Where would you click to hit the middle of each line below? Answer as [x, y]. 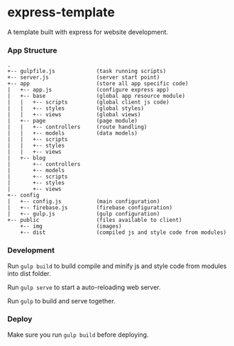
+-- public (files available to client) [95, 221]
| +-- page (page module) [73, 121]
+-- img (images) [71, 227]
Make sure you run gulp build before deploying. [78, 335]
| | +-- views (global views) [74, 115]
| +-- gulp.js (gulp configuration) [84, 214]
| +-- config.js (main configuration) [84, 202]
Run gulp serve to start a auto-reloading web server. [84, 287]
